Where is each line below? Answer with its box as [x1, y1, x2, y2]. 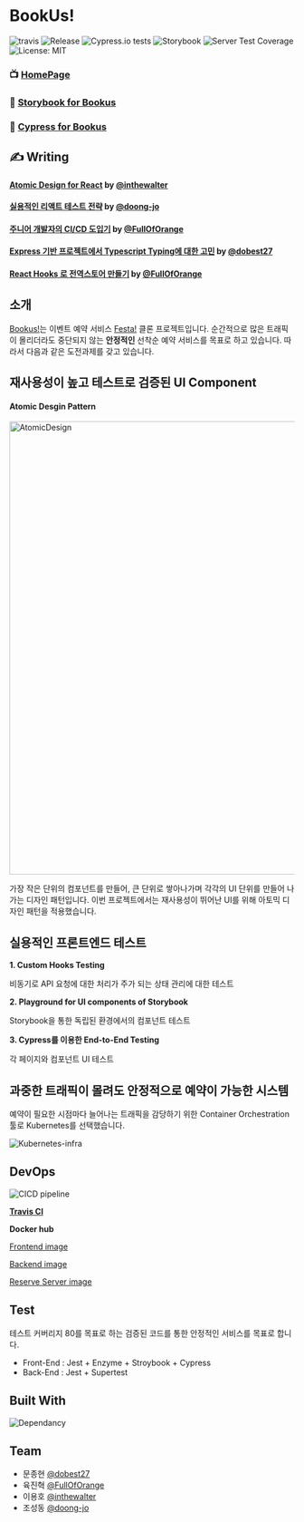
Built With [9, 1393, 66, 1409]
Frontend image [9, 1241, 69, 1252]
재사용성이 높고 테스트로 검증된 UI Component [9, 375, 257, 391]
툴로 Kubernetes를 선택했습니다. [9, 1120, 125, 1131]
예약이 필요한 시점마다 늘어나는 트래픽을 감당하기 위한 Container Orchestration [9, 1109, 290, 1120]
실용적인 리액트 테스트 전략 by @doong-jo [9, 201, 160, 212]
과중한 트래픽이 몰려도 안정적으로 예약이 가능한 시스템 [9, 1082, 290, 1098]
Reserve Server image [9, 1275, 92, 1287]
